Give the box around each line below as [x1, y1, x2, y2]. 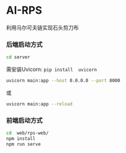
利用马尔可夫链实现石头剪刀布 [6, 24, 79, 31]
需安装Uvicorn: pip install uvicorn [6, 66, 97, 73]
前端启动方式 [6, 116, 43, 124]
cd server [6, 54, 31, 60]
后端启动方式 [6, 40, 43, 48]
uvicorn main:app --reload [6, 101, 73, 107]
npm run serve [6, 141, 41, 147]
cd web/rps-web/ [6, 130, 49, 136]
